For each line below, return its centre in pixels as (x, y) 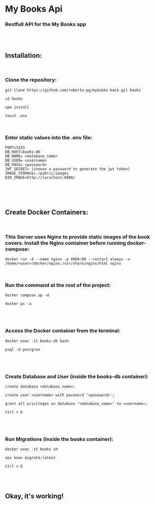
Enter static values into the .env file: (49, 137)
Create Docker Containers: (47, 212)
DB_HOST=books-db (23, 152)
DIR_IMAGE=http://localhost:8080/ (40, 177)
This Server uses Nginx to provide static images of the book (77, 237)
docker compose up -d (27, 295)
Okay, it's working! (34, 496)
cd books (14, 99)
